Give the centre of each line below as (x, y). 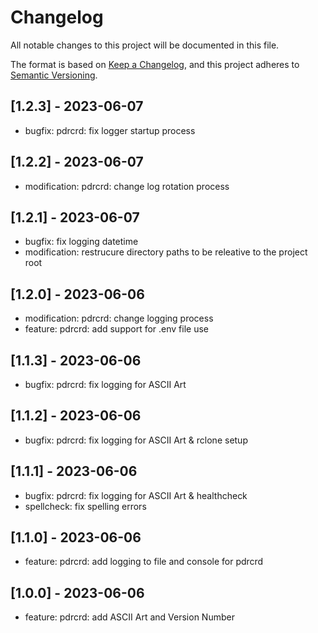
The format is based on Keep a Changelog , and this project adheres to (155, 64)
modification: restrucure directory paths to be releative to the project (166, 252)
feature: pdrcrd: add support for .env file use (117, 329)
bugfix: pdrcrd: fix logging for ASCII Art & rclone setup (136, 440)
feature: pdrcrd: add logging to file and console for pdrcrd (144, 562)
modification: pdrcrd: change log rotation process (127, 186)
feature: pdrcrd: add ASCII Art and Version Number (129, 617)
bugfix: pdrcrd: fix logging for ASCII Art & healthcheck (136, 495)
